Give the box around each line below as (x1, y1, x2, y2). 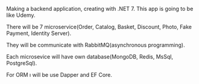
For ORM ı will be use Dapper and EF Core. (6, 71, 113, 78)
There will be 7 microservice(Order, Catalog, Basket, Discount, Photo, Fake (6, 24, 192, 30)
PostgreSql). (6, 60, 37, 66)
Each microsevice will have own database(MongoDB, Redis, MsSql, (6, 53, 174, 60)
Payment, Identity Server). (6, 30, 71, 37)
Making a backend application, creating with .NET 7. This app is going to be (6, 5, 194, 12)
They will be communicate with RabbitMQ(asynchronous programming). (6, 42, 185, 48)
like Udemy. (6, 11, 36, 19)
